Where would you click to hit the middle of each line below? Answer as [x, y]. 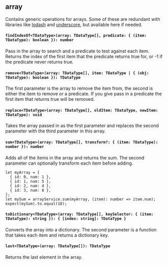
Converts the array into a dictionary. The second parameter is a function [81, 229]
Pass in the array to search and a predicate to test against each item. [77, 51]
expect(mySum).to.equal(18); [36, 204]
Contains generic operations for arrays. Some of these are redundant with [83, 19]
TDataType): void [24, 115]
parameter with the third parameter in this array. [55, 131]
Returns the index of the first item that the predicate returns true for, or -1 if [84, 57]
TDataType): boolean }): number [39, 40]
